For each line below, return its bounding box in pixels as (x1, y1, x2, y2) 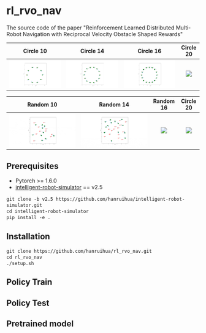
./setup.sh (6, 261, 34, 267)
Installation (6, 231, 50, 242)
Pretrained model (6, 319, 74, 329)
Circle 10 (23, 47, 47, 54)
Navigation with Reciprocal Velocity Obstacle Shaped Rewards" (22, 30, 183, 37)
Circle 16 (137, 47, 162, 54)
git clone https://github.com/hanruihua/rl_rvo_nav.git (6, 249, 152, 255)
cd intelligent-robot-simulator (6, 209, 89, 215)
